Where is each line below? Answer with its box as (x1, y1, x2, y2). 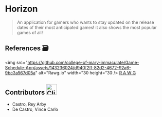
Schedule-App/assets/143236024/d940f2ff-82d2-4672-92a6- (5, 64, 131, 71)
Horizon (5, 3, 38, 15)
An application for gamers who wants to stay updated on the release (17, 19, 154, 25)
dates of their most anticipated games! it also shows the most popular (17, 24, 157, 30)
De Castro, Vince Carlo (12, 106, 58, 112)
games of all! (17, 29, 43, 35)
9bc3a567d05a (5, 70, 36, 75)
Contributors (5, 88, 45, 97)
